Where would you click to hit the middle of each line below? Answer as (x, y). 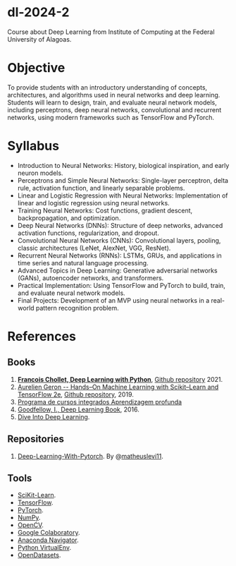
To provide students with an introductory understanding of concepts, (107, 87)
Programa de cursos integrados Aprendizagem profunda (99, 402)
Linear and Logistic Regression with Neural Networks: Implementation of (123, 195)
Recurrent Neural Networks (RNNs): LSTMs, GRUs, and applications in (119, 255)
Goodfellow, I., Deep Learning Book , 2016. (78, 409)
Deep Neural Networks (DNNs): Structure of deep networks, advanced (120, 225)
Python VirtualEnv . (44, 548)
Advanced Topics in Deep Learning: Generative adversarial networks (117, 270)
